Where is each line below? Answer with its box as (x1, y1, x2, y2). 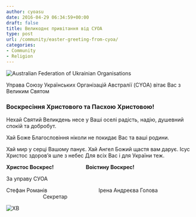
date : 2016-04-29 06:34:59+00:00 (6, 14, 89, 20)
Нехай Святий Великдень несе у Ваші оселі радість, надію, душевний (6, 116, 184, 123)
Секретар (42, 192, 68, 200)
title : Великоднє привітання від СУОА (6, 25, 102, 32)
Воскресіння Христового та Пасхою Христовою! (6, 102, 155, 111)
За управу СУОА (6, 175, 48, 182)
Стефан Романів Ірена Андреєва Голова (6, 187, 158, 194)
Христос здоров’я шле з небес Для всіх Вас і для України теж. (6, 152, 165, 159)
